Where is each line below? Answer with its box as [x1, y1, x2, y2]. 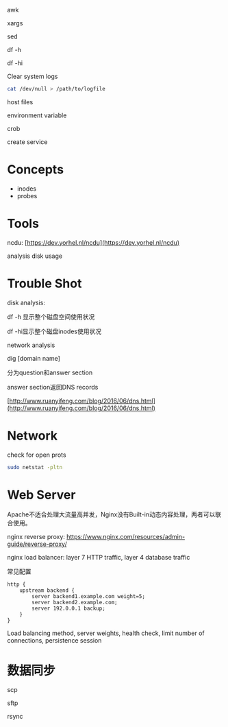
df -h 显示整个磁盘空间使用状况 [7, 312, 95, 321]
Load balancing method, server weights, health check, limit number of [7, 629, 205, 637]
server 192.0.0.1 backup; [31, 605, 106, 612]
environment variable [7, 111, 67, 119]
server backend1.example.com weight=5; [31, 593, 146, 600]
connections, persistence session [7, 636, 102, 645]
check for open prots [7, 451, 66, 459]
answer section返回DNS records [7, 383, 99, 391]
